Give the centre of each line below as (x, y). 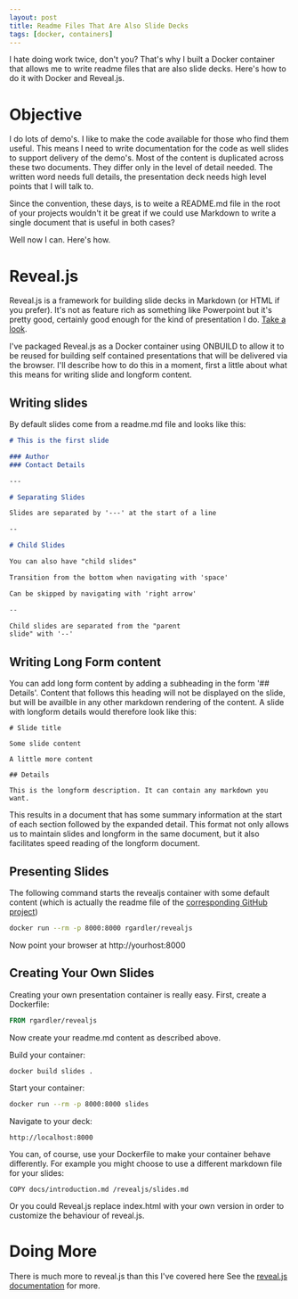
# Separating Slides (48, 497)
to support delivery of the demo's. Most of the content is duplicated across (147, 158)
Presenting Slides (59, 871)
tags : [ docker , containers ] (61, 34)
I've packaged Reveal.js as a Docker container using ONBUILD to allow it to (147, 346)
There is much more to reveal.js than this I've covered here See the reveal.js (148, 1277)
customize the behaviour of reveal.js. (77, 1216)
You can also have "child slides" (73, 562)
